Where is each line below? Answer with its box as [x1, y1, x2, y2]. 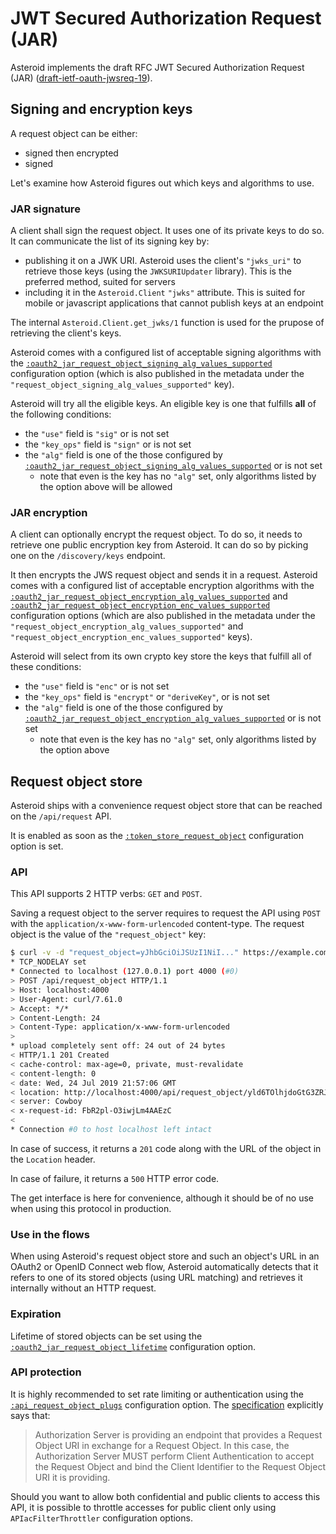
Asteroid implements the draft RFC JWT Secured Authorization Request [10, 61, 305, 73]
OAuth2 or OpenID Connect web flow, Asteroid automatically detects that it [10, 1261, 319, 1273]
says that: [10, 1409, 51, 1421]
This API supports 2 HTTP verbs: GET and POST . [10, 888, 203, 900]
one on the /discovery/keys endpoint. [10, 550, 166, 562]
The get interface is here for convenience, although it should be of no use [10, 1192, 315, 1204]
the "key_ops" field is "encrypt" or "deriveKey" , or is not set [24, 691, 270, 703]
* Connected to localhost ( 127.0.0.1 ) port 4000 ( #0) [10, 967, 240, 977]
